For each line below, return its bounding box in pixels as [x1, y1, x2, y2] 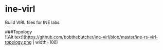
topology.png [5, 39, 32, 45]
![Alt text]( [5, 34, 25, 40]
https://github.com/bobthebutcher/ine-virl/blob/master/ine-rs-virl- [25, 34, 158, 40]
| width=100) [32, 39, 58, 45]
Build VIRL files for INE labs [5, 19, 60, 25]
